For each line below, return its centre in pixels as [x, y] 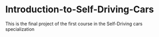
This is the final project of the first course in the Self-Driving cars [74, 24]
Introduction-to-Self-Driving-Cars [80, 10]
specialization [20, 29]
